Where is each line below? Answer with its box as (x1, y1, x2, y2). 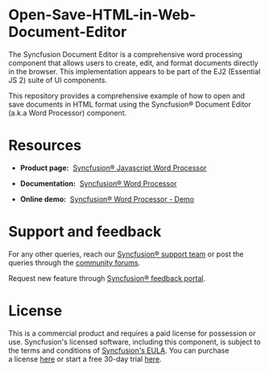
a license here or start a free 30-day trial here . (8, 353, 163, 364)
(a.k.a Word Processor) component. (8, 107, 127, 118)
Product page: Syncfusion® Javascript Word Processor (19, 163, 207, 173)
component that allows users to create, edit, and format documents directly (8, 58, 259, 68)
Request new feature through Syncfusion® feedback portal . (8, 273, 206, 283)
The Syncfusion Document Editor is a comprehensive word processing (8, 49, 243, 59)
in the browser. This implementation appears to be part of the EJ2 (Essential (8, 66, 261, 76)
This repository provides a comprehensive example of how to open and (8, 90, 246, 100)
